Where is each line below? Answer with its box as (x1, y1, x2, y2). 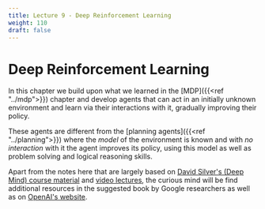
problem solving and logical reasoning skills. (8, 151, 153, 162)
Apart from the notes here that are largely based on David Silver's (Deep (8, 167, 244, 177)
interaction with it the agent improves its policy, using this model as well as (8, 144, 252, 153)
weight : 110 (8, 19, 47, 27)
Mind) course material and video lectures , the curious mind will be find (8, 175, 239, 185)
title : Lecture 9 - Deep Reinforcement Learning (8, 11, 172, 20)
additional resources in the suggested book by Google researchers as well (8, 184, 251, 193)
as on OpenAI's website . (8, 192, 88, 202)
